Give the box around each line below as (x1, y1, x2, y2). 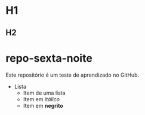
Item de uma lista (23, 89, 66, 96)
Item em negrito (23, 102, 63, 109)
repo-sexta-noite (5, 52, 93, 65)
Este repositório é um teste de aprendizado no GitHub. (5, 71, 140, 78)
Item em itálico (23, 95, 60, 102)
